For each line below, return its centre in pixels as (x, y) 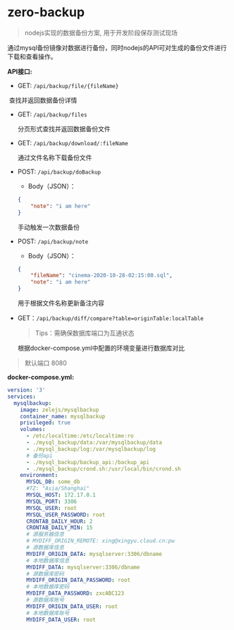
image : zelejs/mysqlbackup (60, 410)
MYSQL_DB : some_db (53, 482)
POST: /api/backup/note (53, 241)
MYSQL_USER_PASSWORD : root (66, 515)
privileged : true (45, 423)
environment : (39, 475)
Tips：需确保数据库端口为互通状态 (85, 333)
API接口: (20, 71)
